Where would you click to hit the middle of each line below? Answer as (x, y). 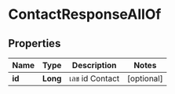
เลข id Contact (95, 78)
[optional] (145, 78)
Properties (35, 43)
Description (94, 65)
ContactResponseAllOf (85, 14)
